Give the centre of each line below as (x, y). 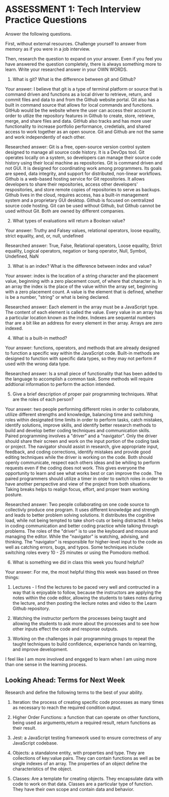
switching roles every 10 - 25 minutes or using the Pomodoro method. (77, 552)
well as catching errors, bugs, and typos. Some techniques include (74, 547)
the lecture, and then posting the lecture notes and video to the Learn (84, 603)
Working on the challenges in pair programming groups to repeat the (83, 639)
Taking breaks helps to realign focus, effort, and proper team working (77, 489)
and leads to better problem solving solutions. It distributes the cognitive (80, 515)
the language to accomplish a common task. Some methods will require (79, 379)
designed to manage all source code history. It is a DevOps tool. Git (75, 152)
